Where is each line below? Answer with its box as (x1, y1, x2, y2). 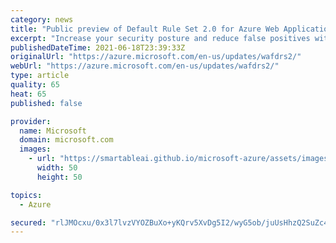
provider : (10, 116, 52, 126)
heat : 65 (10, 89, 47, 99)
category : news (10, 14, 74, 25)
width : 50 (36, 163, 78, 173)
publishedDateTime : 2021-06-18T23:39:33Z (10, 42, 186, 53)
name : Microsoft (19, 126, 87, 136)
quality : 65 (10, 80, 60, 90)
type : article (10, 71, 70, 81)
